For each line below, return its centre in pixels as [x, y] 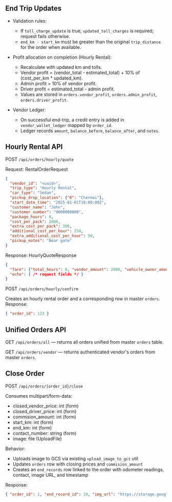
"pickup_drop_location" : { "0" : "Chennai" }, [57, 198]
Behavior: [15, 449]
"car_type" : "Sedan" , [33, 193]
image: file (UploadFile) [37, 438]
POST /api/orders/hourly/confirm [42, 289]
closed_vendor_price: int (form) [46, 406]
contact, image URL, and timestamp [50, 475]
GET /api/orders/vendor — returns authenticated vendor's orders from [80, 352]
